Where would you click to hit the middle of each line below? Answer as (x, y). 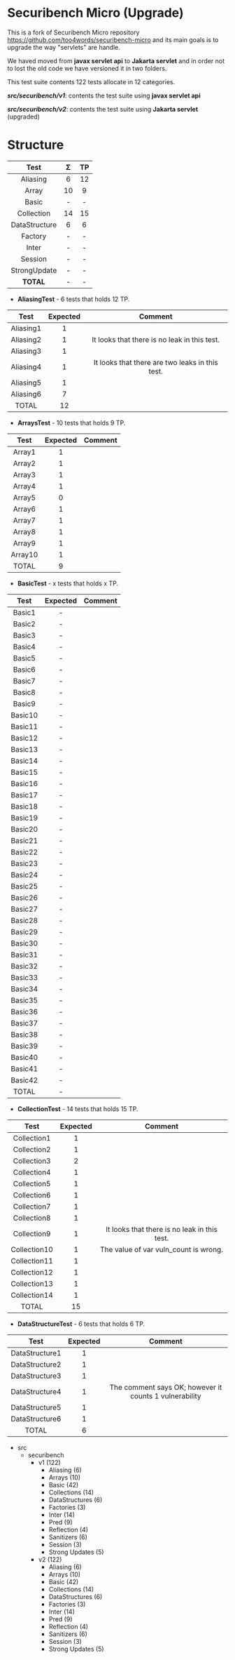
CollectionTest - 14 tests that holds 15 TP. (78, 1109)
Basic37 (24, 1023)
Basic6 (24, 670)
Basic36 (24, 1011)
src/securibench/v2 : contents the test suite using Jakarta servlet (103, 109)
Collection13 (32, 1284)
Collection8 (32, 1218)
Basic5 (24, 658)
